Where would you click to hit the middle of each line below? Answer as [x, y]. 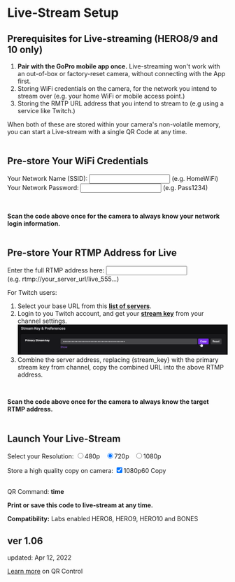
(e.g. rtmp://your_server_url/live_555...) [63, 279]
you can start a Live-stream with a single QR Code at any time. [97, 132]
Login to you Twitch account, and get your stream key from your [111, 313]
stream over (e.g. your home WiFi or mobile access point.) [101, 96]
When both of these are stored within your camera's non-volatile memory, [114, 124]
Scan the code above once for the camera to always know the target [108, 402]
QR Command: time [36, 492]
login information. [34, 223]
